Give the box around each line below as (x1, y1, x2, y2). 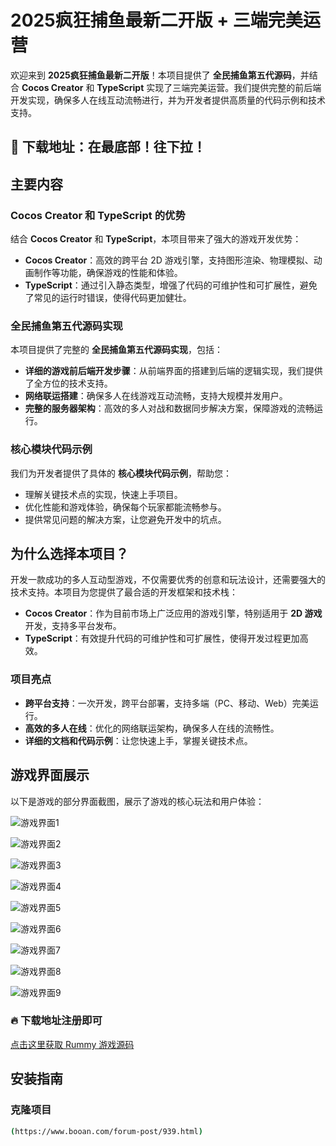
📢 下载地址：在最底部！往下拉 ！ (10, 139, 207, 156)
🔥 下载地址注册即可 (10, 1014, 103, 1028)
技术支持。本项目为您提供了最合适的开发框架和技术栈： (10, 586, 238, 598)
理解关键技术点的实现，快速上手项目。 (24, 488, 183, 500)
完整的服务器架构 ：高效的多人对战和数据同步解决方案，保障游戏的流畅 (24, 402, 315, 415)
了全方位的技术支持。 (24, 377, 113, 390)
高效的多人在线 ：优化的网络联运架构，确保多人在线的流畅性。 (24, 722, 280, 734)
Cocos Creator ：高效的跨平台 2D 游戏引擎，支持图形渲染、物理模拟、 (24, 254, 314, 266)
